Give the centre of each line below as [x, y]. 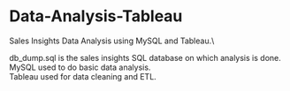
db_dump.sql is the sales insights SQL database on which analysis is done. [145, 57]
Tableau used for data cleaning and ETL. [83, 76]
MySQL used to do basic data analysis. [80, 67]
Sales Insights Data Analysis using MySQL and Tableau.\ [112, 41]
